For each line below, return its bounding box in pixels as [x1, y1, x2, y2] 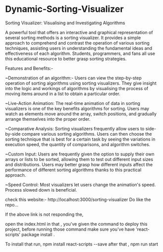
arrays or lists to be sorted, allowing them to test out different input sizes [5, 156, 154, 162]
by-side [5, 131, 21, 137]
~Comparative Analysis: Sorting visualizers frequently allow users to [5, 125, 145, 132]
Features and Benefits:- [5, 65, 54, 71]
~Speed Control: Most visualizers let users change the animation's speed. [5, 182, 156, 188]
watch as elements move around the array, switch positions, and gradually [5, 110, 157, 117]
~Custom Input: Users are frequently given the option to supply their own [5, 151, 155, 157]
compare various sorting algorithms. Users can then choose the [21, 131, 152, 137]
